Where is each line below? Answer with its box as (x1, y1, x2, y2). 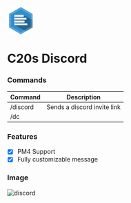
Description (66, 93, 101, 101)
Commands (7, 75, 47, 85)
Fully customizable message (17, 155, 99, 164)
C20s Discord (7, 51, 88, 66)
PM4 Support (17, 148, 56, 156)
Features (7, 131, 38, 141)
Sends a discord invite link (46, 103, 121, 111)
